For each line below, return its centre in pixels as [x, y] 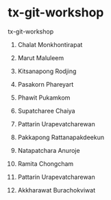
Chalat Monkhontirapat [50, 44]
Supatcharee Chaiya [46, 111]
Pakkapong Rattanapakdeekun [61, 137]
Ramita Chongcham [46, 163]
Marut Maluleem [41, 58]
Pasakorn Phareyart [46, 84]
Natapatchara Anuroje [49, 150]
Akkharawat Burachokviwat [57, 190]
